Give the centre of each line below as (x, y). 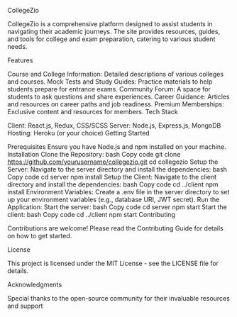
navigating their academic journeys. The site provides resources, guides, (114, 32)
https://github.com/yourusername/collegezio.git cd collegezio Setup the (113, 162)
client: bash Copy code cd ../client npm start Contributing (91, 215)
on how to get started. (40, 236)
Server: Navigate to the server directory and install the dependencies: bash (117, 169)
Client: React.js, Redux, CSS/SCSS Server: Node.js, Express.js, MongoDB (114, 126)
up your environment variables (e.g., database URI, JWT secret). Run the (114, 199)
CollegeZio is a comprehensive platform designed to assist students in (110, 24)
